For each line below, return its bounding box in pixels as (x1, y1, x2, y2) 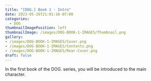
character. (5, 72, 26, 78)
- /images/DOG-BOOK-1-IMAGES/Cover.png (5, 39, 87, 44)
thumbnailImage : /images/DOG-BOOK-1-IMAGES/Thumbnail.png (5, 30, 126, 35)
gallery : (5, 35, 23, 40)
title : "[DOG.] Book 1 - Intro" (5, 7, 71, 12)
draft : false (5, 53, 32, 58)
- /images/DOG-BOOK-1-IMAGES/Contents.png (5, 44, 93, 49)
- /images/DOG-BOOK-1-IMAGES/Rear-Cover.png (5, 48, 98, 53)
